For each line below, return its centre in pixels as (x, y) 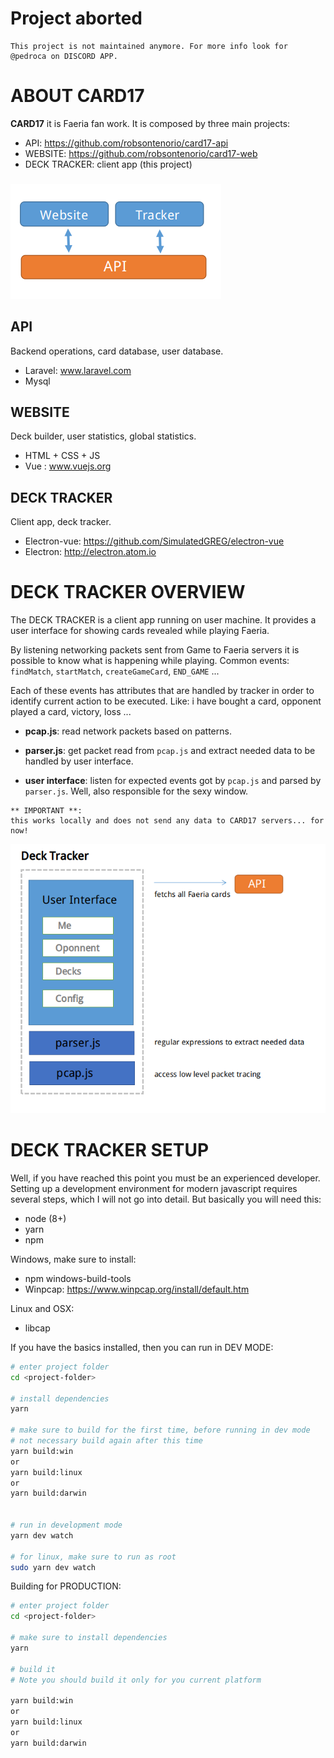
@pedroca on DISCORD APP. (64, 56)
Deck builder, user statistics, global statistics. (103, 436)
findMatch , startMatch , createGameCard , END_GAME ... (115, 671)
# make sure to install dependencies (89, 1638)
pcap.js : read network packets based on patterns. (128, 731)
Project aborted (76, 18)
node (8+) (45, 1218)
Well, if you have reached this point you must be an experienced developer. (165, 1178)
